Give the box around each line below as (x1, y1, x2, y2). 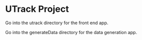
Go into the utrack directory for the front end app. (5, 20, 109, 26)
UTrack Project (5, 3, 69, 15)
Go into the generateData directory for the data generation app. (5, 29, 137, 35)
